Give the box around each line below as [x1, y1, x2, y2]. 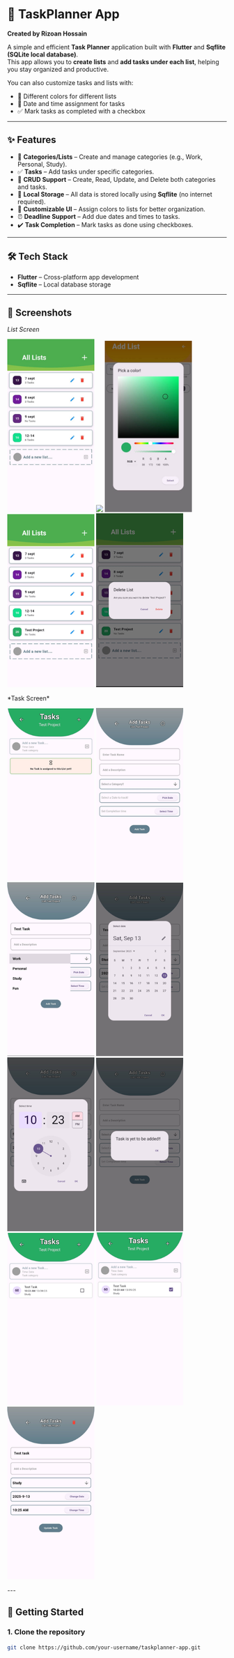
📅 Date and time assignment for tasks [17, 99, 125, 107]
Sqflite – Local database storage [17, 280, 111, 289]
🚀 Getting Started [7, 1606, 84, 1618]
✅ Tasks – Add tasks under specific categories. [17, 167, 155, 176]
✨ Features [7, 134, 56, 146]
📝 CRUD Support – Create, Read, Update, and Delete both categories [17, 175, 216, 183]
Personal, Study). [17, 160, 68, 168]
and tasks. [17, 183, 47, 191]
